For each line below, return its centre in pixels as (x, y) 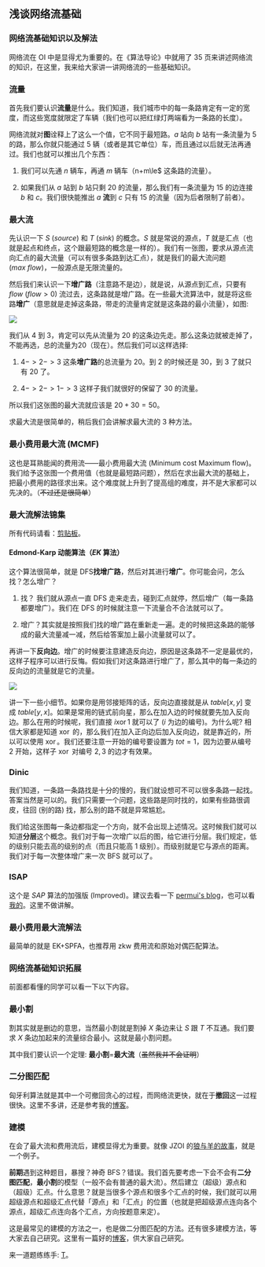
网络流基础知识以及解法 (53, 39)
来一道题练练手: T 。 (41, 1255)
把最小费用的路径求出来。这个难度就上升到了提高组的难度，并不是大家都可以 (133, 483)
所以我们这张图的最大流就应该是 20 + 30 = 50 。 (86, 405)
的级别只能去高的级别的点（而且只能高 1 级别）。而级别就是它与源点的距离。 (131, 847)
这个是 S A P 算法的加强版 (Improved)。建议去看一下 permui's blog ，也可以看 (132, 895)
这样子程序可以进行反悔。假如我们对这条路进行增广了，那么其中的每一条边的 (133, 661)
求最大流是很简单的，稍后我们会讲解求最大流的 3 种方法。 (103, 422)
